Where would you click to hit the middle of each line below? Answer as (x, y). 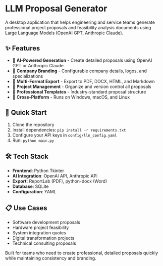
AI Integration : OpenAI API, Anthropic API (55, 176)
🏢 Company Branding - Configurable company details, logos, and (80, 71)
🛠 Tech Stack (27, 156)
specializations (27, 76)
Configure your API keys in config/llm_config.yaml (65, 135)
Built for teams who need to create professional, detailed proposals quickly (82, 253)
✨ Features (23, 48)
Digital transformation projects (43, 238)
